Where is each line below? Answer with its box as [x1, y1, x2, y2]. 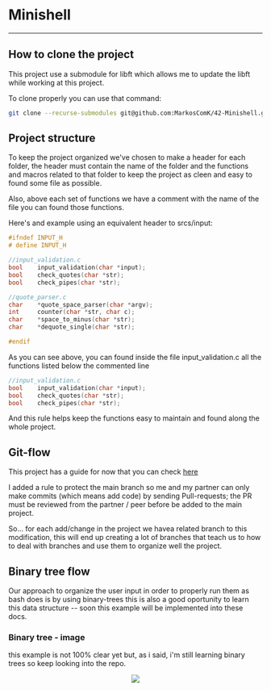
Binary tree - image [8, 631, 85, 643]
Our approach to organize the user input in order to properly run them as [8, 586, 250, 596]
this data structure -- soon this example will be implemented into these [8, 603, 244, 613]
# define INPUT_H [8, 241, 67, 249]
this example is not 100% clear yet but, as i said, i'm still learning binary [8, 650, 246, 660]
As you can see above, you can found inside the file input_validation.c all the [8, 352, 262, 362]
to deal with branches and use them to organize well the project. [8, 541, 223, 551]
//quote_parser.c [8, 293, 67, 301]
